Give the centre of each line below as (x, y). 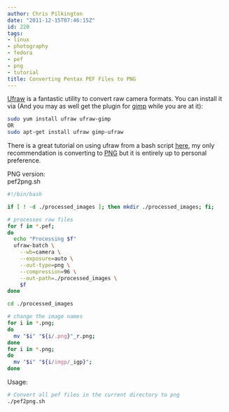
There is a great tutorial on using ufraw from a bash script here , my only (111, 145)
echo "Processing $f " (45, 239)
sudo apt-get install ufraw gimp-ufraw (65, 132)
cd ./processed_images (40, 304)
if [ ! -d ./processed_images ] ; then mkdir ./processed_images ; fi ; (111, 207)
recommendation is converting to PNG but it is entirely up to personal (107, 153)
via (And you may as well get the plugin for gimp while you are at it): (105, 107)
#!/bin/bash (25, 194)
